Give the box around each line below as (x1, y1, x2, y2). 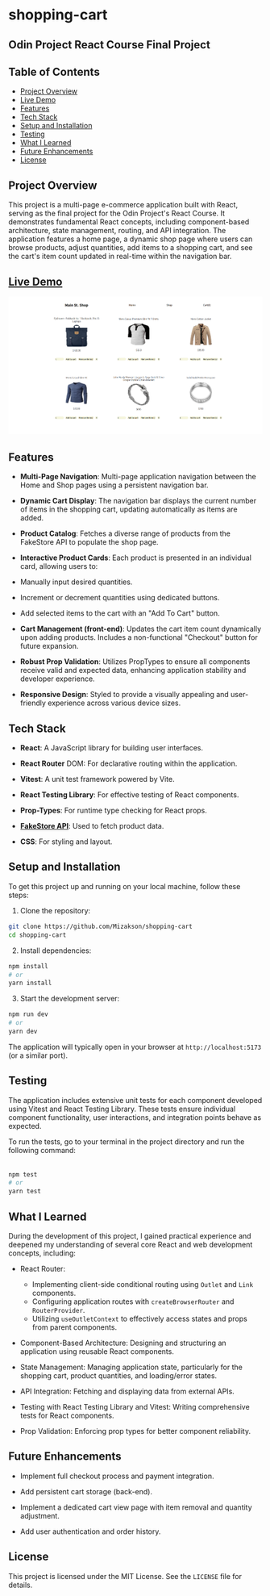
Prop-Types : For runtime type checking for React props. (19, 805, 208, 816)
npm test (8, 1170, 38, 1179)
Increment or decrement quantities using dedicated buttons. (19, 593, 220, 603)
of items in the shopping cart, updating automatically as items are (19, 504, 238, 514)
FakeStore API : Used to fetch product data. (19, 821, 164, 831)
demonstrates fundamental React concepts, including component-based (8, 217, 250, 227)
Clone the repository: (19, 905, 91, 915)
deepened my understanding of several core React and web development (8, 1240, 253, 1249)
